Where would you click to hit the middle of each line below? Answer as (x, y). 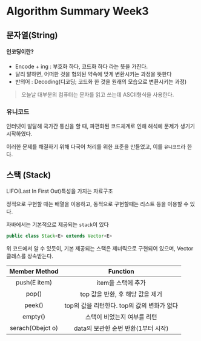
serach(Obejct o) (34, 328)
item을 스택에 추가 (121, 283)
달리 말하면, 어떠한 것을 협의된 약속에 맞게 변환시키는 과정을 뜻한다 (93, 74)
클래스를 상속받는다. (30, 256)
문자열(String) (32, 35)
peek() (34, 305)
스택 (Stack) (29, 175)
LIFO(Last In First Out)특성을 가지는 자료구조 (60, 191)
